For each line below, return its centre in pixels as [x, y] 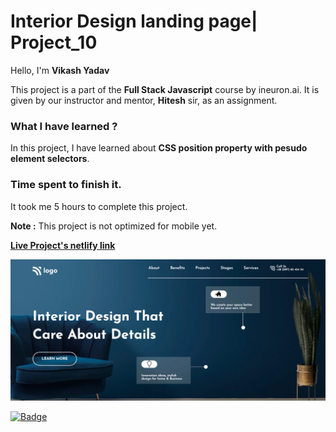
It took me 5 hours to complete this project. [99, 206]
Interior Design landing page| [134, 21]
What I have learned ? [64, 126]
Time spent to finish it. [66, 185]
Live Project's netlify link [63, 245]
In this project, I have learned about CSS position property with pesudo [159, 148]
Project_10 [54, 42]
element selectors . [50, 159]
